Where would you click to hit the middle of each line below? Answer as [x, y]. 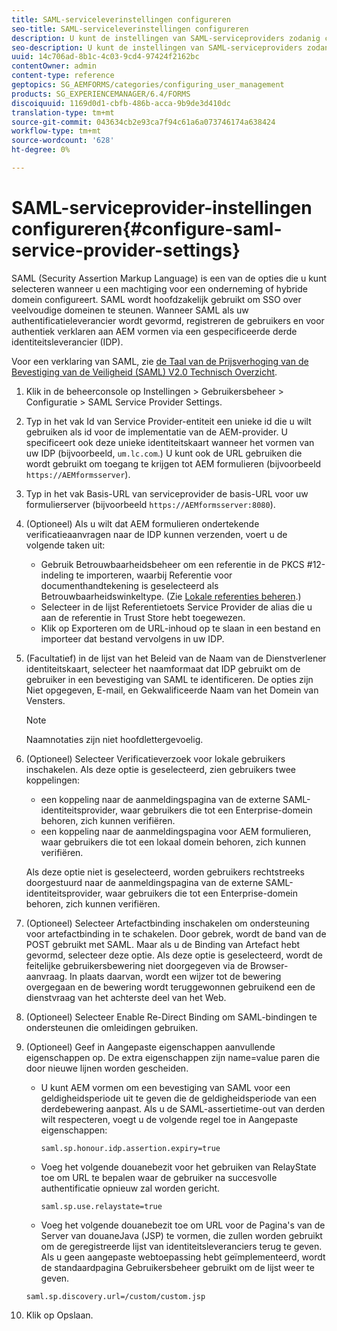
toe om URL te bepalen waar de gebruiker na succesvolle [159, 1177]
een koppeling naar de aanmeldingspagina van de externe [160, 799]
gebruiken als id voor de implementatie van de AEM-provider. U [156, 432]
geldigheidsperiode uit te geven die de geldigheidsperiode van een [179, 1098]
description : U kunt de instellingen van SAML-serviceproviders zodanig [166, 38]
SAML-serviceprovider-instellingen [162, 208]
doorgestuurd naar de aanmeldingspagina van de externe [144, 882]
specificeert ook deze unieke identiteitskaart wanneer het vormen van [170, 442]
